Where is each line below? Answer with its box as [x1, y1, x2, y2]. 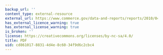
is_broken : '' [5, 29, 34, 34]
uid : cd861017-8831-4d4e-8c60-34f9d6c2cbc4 [5, 43, 95, 47]
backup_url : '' [5, 7, 36, 12]
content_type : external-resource [5, 11, 73, 16]
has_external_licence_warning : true [5, 20, 79, 25]
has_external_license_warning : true [5, 25, 79, 30]
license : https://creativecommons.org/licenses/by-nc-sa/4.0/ [5, 34, 133, 39]
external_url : [5, 16, 34, 21]
